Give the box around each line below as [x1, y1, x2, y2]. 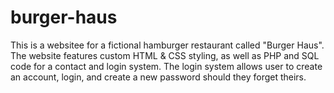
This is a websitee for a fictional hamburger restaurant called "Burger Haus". [10, 39, 325, 51]
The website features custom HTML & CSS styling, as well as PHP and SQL [10, 49, 320, 61]
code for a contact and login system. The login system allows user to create [10, 60, 323, 72]
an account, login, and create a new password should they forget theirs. [10, 71, 307, 83]
